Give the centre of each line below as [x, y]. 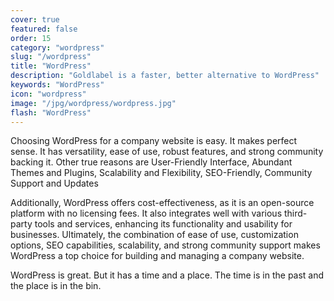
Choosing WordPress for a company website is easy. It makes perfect [154, 141]
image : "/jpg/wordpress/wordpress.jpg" [93, 103]
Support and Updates [54, 183]
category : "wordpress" [57, 47]
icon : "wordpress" [48, 94]
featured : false [44, 29]
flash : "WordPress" [51, 112]
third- [295, 213]
